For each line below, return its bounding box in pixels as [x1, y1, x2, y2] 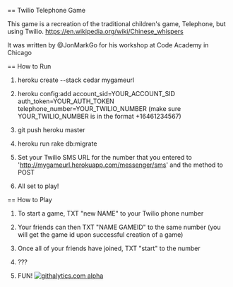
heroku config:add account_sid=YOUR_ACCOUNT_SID [17, 90, 175, 98]
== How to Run [7, 62, 52, 70]
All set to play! [17, 182, 59, 190]
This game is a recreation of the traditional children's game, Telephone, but [7, 20, 226, 28]
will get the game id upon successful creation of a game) [17, 230, 184, 239]
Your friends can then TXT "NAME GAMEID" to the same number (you [17, 223, 221, 231]
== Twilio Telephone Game [7, 6, 86, 14]
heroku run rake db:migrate [17, 139, 97, 148]
